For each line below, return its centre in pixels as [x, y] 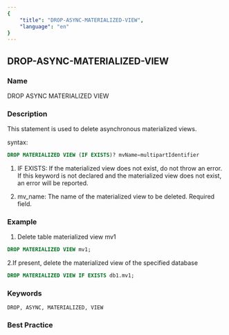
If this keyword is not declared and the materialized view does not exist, [119, 176]
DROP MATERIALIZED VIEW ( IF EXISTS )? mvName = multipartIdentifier [103, 155]
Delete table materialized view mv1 [66, 237]
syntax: [18, 142]
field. [25, 204]
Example [22, 222]
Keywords [25, 293]
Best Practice [30, 325]
